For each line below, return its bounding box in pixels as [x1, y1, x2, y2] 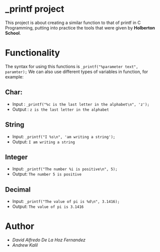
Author [5, 221, 34, 232]
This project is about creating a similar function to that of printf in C [5, 20, 141, 25]
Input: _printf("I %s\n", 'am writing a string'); [12, 133, 115, 139]
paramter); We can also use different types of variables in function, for [5, 69, 148, 75]
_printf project [5, 3, 65, 15]
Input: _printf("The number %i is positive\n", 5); [12, 166, 118, 172]
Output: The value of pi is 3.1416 [12, 203, 84, 209]
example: [5, 74, 24, 79]
